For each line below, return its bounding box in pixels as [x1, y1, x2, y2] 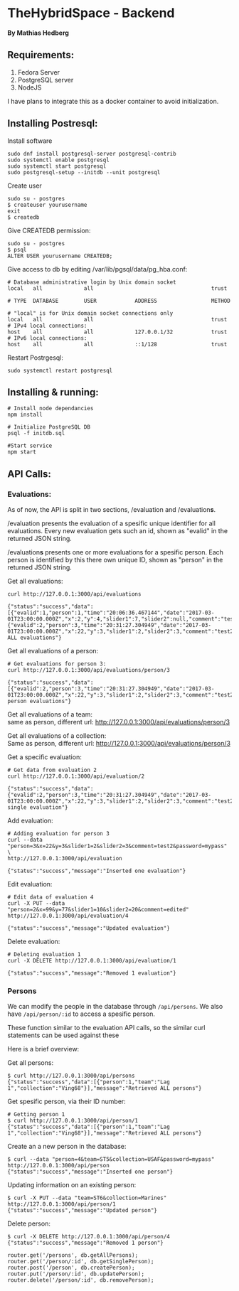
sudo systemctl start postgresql [7, 162, 107, 170]
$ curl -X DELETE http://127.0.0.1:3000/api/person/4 [7, 1233, 171, 1241]
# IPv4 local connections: [7, 322, 87, 329]
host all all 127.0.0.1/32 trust [7, 328, 228, 336]
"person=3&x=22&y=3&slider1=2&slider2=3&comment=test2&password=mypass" [7, 842, 228, 850]
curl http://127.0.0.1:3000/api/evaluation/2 [7, 773, 144, 780]
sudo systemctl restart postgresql [7, 367, 113, 374]
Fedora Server [17, 68, 60, 76]
